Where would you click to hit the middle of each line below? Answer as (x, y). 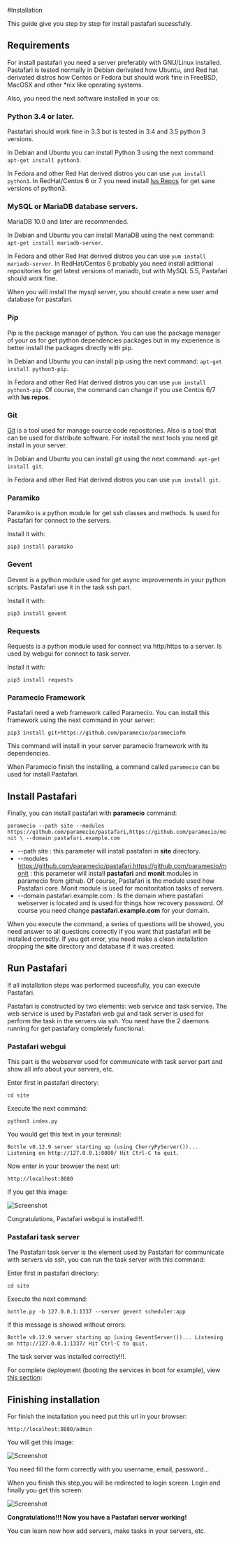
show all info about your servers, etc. (60, 1069)
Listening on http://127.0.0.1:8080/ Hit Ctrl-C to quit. (93, 1153)
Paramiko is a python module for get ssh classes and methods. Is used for (114, 513)
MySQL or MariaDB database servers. (73, 207)
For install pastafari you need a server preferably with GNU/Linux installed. (115, 62)
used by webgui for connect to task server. (69, 654)
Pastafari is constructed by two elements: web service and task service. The (117, 1006)
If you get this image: (38, 1192)
